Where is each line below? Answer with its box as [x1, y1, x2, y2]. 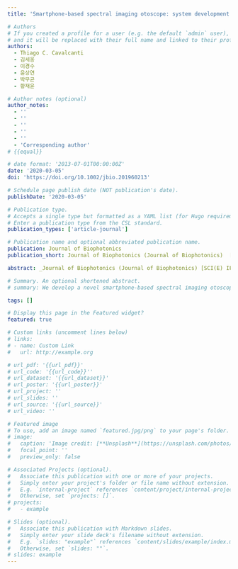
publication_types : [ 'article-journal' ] [7, 226, 129, 233]
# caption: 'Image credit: [7, 440, 93, 447]
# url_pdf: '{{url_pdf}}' [7, 361, 84, 368]
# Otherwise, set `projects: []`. [7, 492, 115, 500]
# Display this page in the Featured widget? [7, 310, 144, 317]
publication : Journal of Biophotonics [7, 245, 122, 252]
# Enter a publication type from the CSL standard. [7, 219, 163, 227]
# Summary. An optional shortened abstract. [7, 277, 141, 284]
